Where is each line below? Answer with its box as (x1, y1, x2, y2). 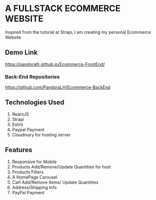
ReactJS (12, 111, 29, 117)
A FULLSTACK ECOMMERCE (5, 3, 121, 14)
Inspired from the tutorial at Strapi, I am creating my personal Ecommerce (5, 29, 151, 35)
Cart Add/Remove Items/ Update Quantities (12, 179, 99, 185)
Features (5, 146, 32, 154)
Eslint (12, 122, 23, 127)
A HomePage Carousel (12, 174, 57, 180)
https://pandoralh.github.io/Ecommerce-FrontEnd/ (5, 61, 105, 67)
